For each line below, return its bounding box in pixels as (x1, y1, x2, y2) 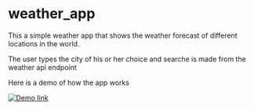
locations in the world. (8, 38, 80, 48)
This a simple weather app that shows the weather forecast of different (8, 31, 238, 40)
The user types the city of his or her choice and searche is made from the (8, 54, 247, 64)
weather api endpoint (8, 62, 77, 71)
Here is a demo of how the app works (8, 78, 129, 87)
